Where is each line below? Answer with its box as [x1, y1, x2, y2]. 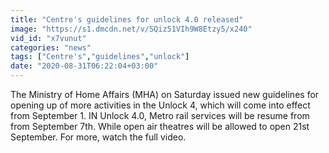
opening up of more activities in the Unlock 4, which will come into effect [10, 99, 311, 111]
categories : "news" [10, 42, 92, 53]
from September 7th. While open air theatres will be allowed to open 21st [10, 121, 310, 132]
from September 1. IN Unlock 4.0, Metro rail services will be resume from [10, 110, 310, 121]
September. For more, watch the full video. [10, 131, 187, 143]
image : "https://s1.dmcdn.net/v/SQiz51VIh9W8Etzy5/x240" [10, 24, 253, 34]
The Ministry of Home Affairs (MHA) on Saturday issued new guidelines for [10, 89, 320, 100]
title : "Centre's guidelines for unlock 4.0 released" [10, 14, 244, 25]
